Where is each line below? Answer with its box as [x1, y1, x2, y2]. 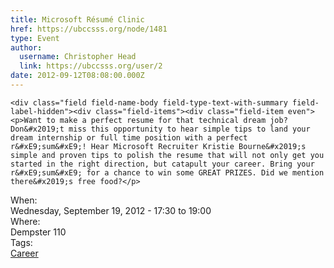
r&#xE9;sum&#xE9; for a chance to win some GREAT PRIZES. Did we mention [10, 167, 325, 178]
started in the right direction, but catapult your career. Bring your [10, 159, 315, 169]
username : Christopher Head [19, 52, 137, 62]
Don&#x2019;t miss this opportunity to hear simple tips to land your [10, 124, 311, 134]
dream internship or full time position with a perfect [10, 132, 248, 143]
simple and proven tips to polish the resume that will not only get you [10, 150, 325, 160]
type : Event [10, 33, 60, 43]
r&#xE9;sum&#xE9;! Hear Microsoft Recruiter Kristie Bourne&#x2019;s [10, 141, 307, 151]
